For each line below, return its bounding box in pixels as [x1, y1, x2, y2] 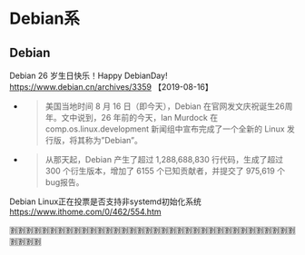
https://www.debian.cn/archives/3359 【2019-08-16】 [9, 82, 213, 92]
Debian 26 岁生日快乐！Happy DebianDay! [9, 70, 168, 81]
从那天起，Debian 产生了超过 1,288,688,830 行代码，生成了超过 [44, 154, 284, 164]
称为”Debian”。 [84, 135, 143, 145]
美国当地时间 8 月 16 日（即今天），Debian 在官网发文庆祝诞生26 [44, 101, 285, 112]
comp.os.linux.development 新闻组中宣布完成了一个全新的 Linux [44, 123, 285, 134]
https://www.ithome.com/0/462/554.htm [9, 206, 162, 217]
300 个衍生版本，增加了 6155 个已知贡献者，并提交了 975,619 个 [44, 165, 286, 176]
